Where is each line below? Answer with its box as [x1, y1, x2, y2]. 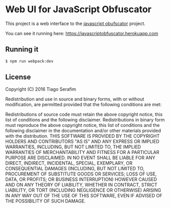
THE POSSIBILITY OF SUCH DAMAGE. [5, 198, 86, 204]
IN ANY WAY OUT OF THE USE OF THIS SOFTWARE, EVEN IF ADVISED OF [5, 193, 162, 199]
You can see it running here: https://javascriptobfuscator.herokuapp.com [5, 30, 158, 36]
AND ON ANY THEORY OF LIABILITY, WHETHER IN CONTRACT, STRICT [5, 182, 158, 188]
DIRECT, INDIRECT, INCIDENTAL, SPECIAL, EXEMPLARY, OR [5, 160, 133, 166]
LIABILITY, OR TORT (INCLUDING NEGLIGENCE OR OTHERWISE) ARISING [5, 187, 162, 193]
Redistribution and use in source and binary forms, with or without [5, 96, 144, 102]
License [5, 73, 31, 82]
